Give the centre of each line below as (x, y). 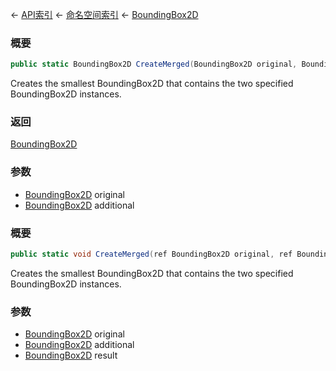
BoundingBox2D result (71, 355)
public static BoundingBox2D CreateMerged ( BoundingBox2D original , (154, 64)
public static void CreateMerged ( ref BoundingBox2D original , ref (151, 254)
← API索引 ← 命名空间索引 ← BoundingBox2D (104, 14)
